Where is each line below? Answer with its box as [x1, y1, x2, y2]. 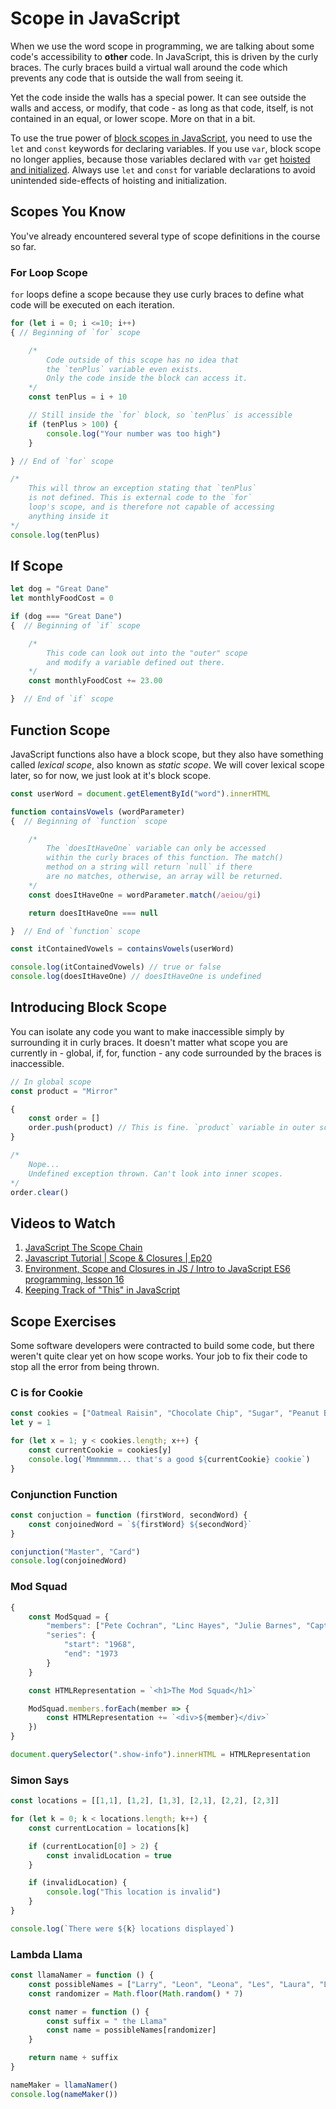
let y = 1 [10, 1418, 52, 1428]
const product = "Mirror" [10, 1086, 118, 1096]
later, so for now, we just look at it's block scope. [10, 769, 212, 781]
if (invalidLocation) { [28, 1878, 128, 1888]
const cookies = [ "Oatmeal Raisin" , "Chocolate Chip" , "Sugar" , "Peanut [10, 1408, 320, 1419]
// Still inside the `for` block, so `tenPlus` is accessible [28, 410, 293, 421]
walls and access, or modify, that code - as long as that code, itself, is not [10, 102, 314, 114]
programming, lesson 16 [24, 1273, 125, 1286]
